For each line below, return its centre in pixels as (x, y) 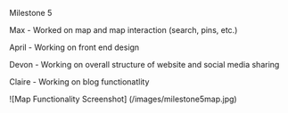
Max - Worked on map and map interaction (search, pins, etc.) (123, 30)
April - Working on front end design (74, 47)
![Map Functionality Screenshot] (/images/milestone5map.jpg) (123, 99)
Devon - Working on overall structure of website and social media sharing (144, 65)
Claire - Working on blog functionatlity (79, 82)
